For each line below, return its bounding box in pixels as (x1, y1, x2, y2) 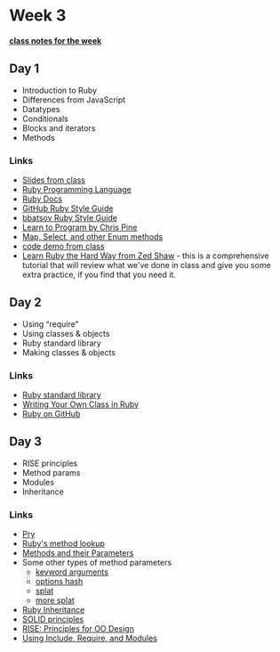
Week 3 (9, 5, 67, 26)
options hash (35, 576, 84, 587)
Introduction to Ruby (21, 85, 98, 95)
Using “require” (21, 318, 79, 330)
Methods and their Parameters (21, 548, 134, 558)
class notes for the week (9, 35, 102, 45)
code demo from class (21, 240, 105, 251)
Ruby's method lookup (21, 538, 105, 549)
